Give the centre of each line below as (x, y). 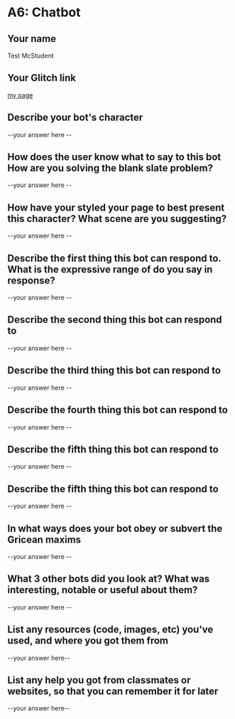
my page (20, 95)
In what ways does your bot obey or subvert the (115, 528)
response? (31, 281)
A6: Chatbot (44, 12)
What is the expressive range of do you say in (110, 269)
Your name (32, 39)
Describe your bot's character (75, 118)
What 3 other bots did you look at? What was (109, 579)
